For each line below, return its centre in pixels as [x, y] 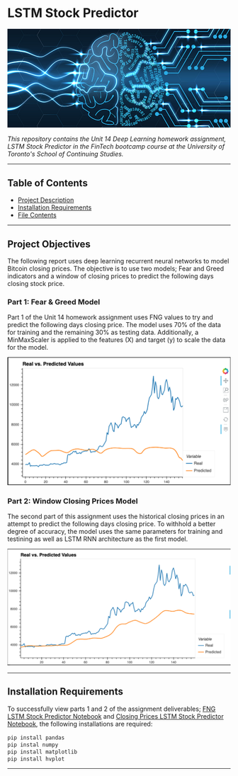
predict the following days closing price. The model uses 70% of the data [114, 325]
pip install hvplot [36, 759]
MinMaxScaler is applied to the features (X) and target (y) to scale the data [117, 340]
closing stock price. [36, 283]
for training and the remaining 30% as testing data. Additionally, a [103, 332]
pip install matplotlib [42, 752]
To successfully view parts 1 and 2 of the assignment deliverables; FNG [112, 709]
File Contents [37, 215]
